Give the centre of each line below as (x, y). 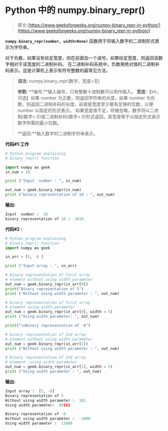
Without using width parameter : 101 (45, 400)
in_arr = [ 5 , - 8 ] (24, 257)
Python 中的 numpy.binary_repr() (75, 10)
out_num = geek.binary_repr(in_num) (43, 190)
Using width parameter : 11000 (39, 423)
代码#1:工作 (17, 144)
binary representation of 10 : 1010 (44, 219)
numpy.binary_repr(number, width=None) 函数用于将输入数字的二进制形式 (80, 41)
